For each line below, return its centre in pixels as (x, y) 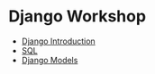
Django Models (50, 60)
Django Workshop (77, 16)
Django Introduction (58, 41)
